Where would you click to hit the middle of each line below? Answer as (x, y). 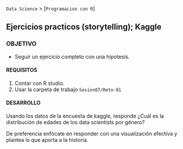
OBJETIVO (21, 44)
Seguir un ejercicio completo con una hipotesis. (72, 57)
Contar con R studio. (39, 83)
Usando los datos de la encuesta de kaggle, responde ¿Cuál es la (85, 116)
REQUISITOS (22, 70)
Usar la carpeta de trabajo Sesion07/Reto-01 (68, 89)
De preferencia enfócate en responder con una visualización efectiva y (92, 134)
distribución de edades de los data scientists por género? (75, 122)
